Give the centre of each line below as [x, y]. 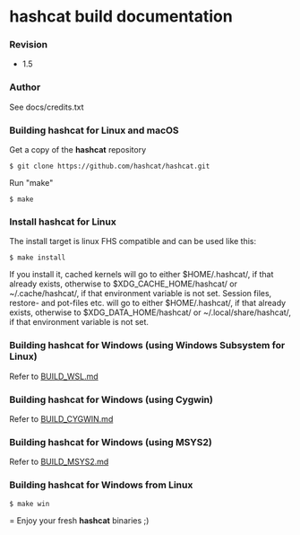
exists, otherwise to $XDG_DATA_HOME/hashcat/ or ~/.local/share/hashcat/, [150, 312]
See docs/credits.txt [47, 107]
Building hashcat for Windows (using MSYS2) [111, 442]
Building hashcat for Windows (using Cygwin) [111, 399]
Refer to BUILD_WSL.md [54, 376]
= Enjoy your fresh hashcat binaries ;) [79, 520]
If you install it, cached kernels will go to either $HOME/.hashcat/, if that [141, 275]
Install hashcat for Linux [63, 222]
